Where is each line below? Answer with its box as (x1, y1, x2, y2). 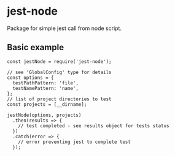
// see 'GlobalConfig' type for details (7, 69, 112, 75)
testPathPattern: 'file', (12, 80, 79, 86)
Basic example (7, 42, 64, 53)
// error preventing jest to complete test (18, 139, 131, 145)
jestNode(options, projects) (7, 112, 82, 118)
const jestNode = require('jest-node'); (7, 58, 112, 65)
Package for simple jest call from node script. (7, 24, 122, 32)
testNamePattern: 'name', (12, 85, 79, 91)
